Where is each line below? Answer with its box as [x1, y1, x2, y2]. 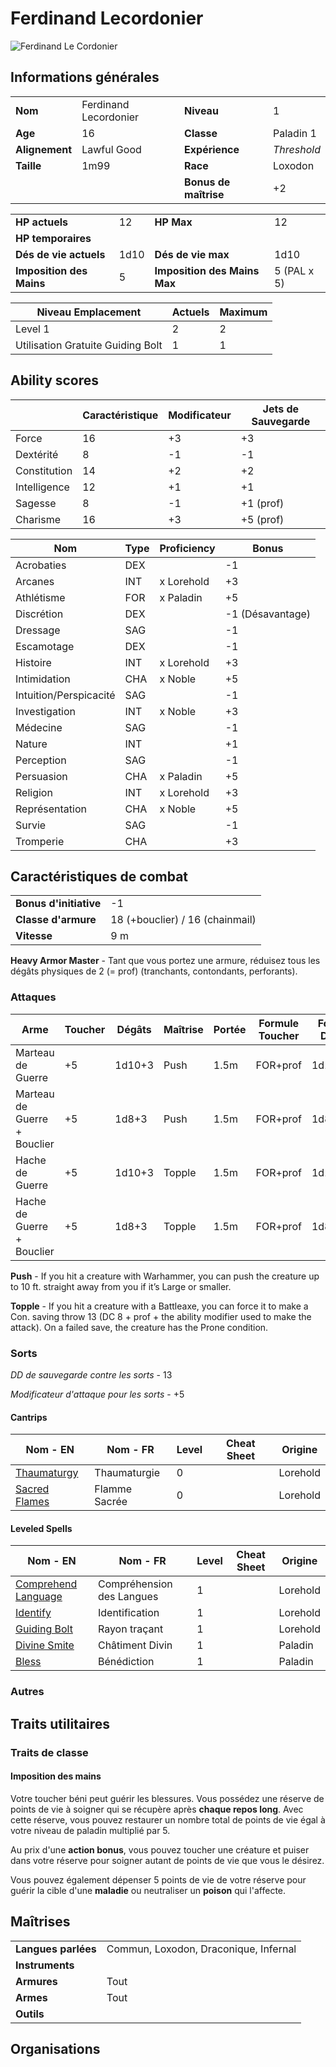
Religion [15, 785, 53, 799]
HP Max [154, 215, 193, 229]
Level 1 [15, 322, 50, 336]
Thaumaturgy [15, 1466, 79, 1480]
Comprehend [15, 1577, 78, 1591]
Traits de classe [10, 1745, 89, 1759]
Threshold [273, 142, 321, 156]
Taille [15, 158, 42, 172]
